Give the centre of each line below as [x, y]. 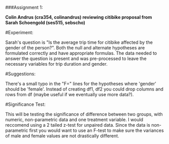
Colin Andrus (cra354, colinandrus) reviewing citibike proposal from [79, 17]
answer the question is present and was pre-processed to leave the [76, 59]
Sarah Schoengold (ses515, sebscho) [45, 23]
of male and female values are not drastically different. [62, 136]
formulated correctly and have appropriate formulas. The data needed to [81, 53]
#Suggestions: [20, 74]
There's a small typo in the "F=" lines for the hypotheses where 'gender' [81, 84]
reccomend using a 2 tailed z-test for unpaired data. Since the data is [78, 125]
